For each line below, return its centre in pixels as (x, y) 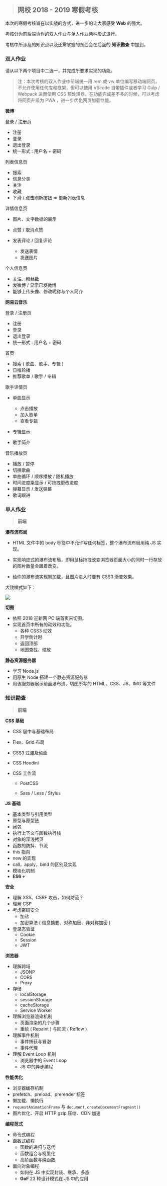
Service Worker (36, 1010)
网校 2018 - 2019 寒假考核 (58, 10)
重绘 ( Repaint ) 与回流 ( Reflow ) (53, 1029)
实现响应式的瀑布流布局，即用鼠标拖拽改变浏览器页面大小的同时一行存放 (87, 560)
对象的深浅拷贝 (28, 839)
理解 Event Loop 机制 (34, 1054)
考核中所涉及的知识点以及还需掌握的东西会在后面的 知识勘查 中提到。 (77, 44)
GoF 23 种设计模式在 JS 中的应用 (54, 1178)
